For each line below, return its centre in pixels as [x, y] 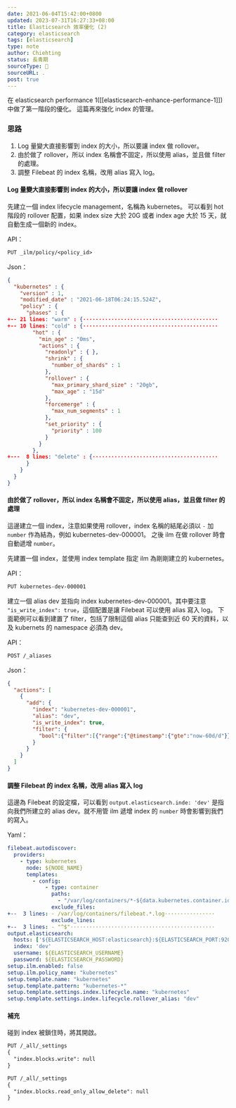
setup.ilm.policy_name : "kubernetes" [63, 973]
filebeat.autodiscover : [42, 848]
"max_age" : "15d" [78, 392]
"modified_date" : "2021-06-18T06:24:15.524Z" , [91, 300]
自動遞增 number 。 [33, 543]
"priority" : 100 [77, 430]
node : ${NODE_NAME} [54, 868]
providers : [29, 855]
